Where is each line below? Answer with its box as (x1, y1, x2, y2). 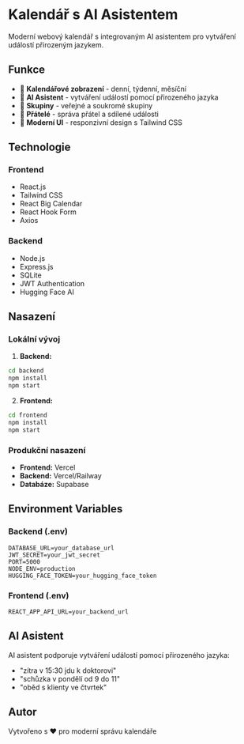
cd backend (8, 367, 44, 375)
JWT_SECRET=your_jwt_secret (8, 551, 101, 559)
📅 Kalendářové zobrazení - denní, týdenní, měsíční (19, 84, 187, 93)
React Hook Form (19, 207, 77, 217)
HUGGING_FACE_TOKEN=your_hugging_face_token (8, 572, 157, 580)
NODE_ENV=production (8, 565, 77, 572)
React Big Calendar (19, 199, 83, 209)
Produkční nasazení (8, 444, 86, 455)
